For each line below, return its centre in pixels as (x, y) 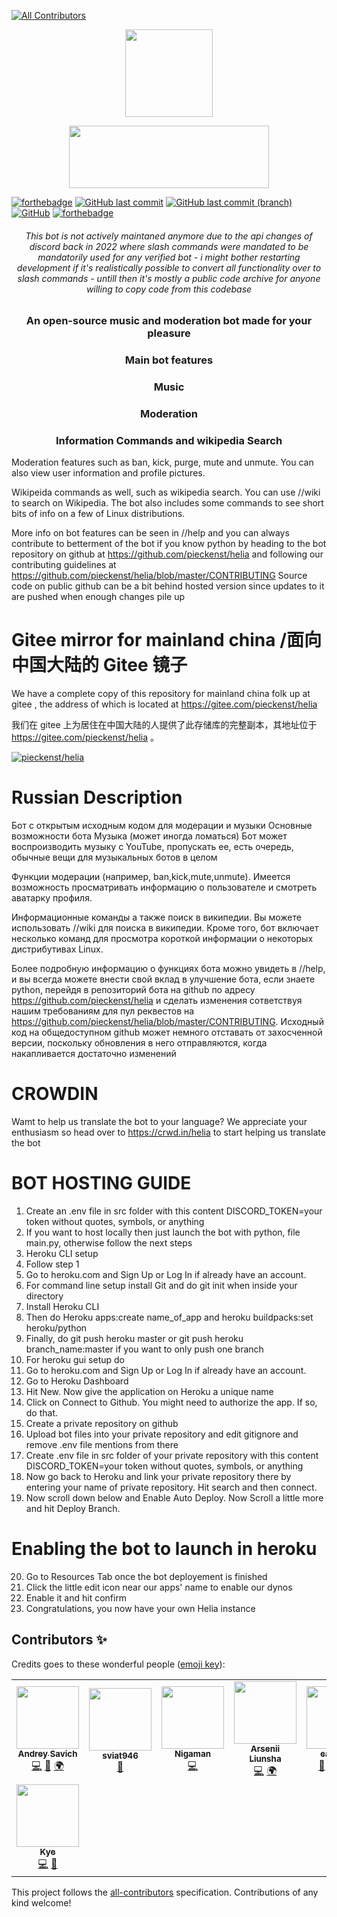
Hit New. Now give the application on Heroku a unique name (149, 1392)
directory (44, 1296)
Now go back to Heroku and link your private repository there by (158, 1477)
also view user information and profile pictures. (108, 473)
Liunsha (265, 1758)
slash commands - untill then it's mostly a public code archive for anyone (169, 278)
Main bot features (169, 360)
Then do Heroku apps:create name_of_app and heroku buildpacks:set (169, 1317)
